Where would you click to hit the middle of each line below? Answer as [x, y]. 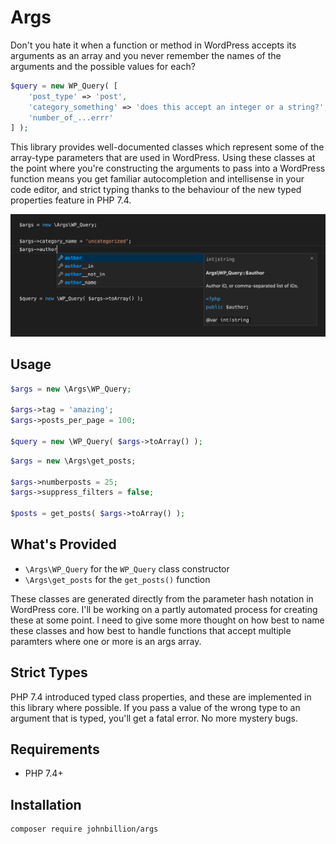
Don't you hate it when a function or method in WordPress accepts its [153, 45]
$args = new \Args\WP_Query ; [71, 389]
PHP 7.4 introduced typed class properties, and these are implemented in [161, 697]
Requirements [55, 749]
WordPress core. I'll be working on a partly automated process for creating [164, 609]
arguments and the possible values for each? [103, 66]
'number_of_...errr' [71, 117]
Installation [46, 804]
